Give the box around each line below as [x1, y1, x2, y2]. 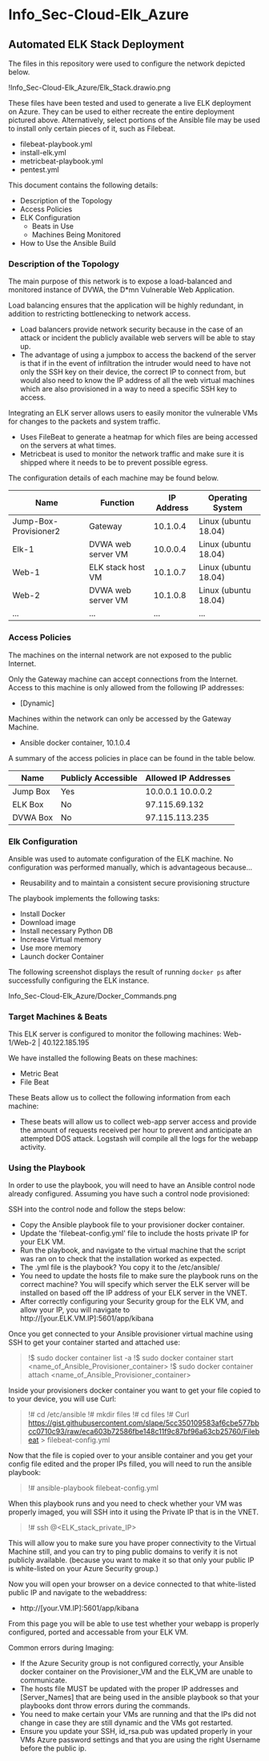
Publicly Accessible [60, 772, 138, 783]
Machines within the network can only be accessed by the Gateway [8, 714, 232, 723]
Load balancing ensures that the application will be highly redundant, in [8, 300, 244, 310]
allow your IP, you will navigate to [19, 1305, 130, 1315]
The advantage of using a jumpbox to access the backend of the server [19, 350, 256, 360]
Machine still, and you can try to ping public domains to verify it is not [8, 1547, 238, 1557]
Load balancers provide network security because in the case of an [19, 324, 243, 334]
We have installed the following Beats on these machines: [8, 1053, 199, 1063]
